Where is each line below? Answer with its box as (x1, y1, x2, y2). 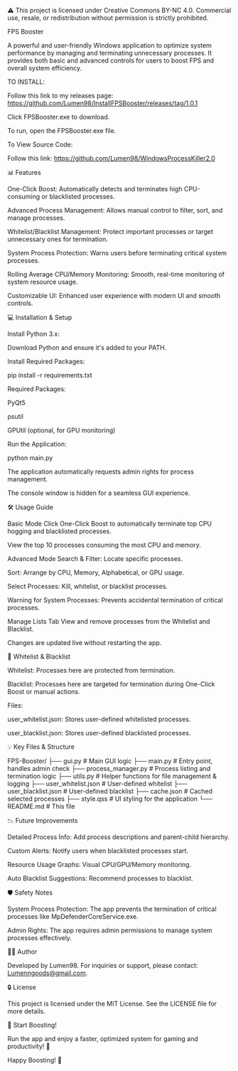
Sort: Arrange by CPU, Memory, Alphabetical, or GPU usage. (7, 568, 185, 577)
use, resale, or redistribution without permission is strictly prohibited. (7, 14, 209, 22)
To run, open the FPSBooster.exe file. (7, 127, 117, 134)
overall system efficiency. (7, 64, 82, 72)
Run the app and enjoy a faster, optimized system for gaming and (7, 1035, 198, 1043)
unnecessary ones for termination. (7, 235, 109, 243)
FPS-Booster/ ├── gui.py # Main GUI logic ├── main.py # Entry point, (7, 757, 213, 765)
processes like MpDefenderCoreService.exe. (7, 912, 139, 920)
